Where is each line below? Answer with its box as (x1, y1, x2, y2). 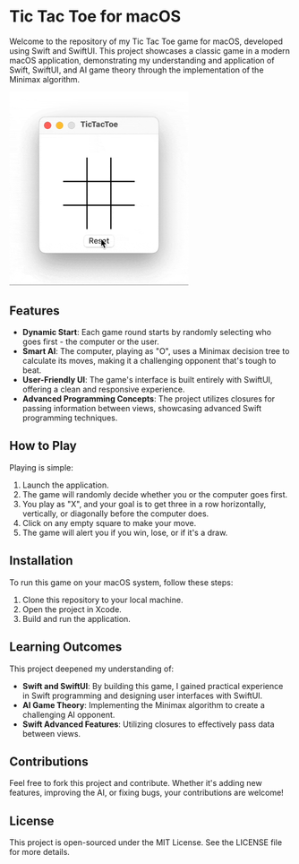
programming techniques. (21, 412, 118, 423)
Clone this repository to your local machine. (21, 594, 184, 605)
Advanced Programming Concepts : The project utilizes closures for (21, 393, 276, 404)
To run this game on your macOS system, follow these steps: (9, 576, 234, 588)
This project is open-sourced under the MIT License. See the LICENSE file (9, 837, 283, 848)
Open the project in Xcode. (21, 603, 123, 615)
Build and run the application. (21, 613, 132, 624)
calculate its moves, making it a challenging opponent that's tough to (21, 356, 277, 367)
